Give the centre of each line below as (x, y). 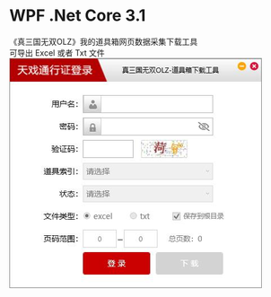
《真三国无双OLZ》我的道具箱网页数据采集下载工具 (104, 41)
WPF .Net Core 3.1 (78, 16)
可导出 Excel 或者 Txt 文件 (57, 52)
